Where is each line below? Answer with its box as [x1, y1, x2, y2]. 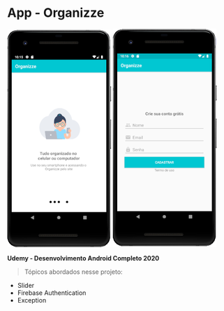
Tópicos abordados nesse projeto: [24, 268, 124, 276]
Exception [17, 296, 47, 304]
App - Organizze [7, 5, 105, 21]
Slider [17, 281, 35, 289]
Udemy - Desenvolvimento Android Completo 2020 [7, 254, 160, 262]
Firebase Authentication [17, 289, 87, 297]
